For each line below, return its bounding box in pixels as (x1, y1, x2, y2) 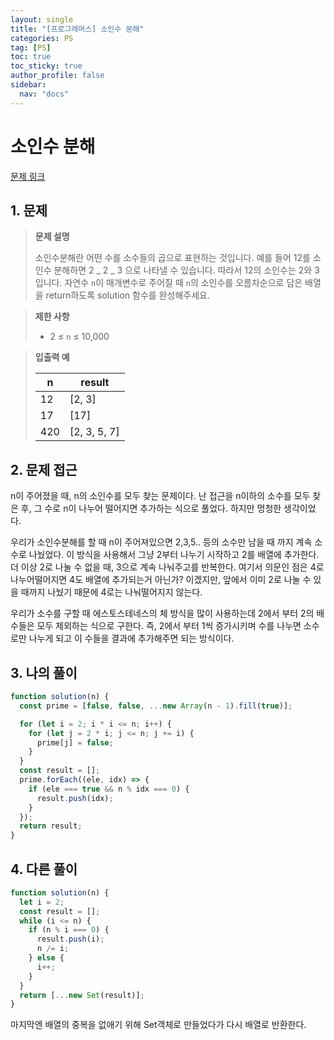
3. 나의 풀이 (10, 664, 78, 681)
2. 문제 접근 (10, 461, 78, 478)
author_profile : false (10, 71, 105, 81)
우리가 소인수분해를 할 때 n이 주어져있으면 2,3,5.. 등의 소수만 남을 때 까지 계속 (10, 536, 313, 548)
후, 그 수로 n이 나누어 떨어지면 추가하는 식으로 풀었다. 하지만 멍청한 (20, 502, 282, 515)
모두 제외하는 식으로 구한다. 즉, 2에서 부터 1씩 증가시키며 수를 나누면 (36, 620, 302, 632)
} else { (28, 953, 65, 963)
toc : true (10, 52, 52, 62)
